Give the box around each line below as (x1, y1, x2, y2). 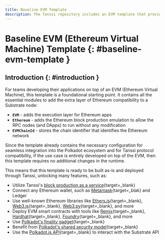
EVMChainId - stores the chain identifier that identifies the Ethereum (12, 127, 148, 133)
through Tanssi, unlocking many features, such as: (5, 173, 107, 179)
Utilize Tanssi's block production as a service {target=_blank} (12, 182, 136, 188)
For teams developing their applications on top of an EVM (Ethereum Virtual (5, 87, 158, 92)
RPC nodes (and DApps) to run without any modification (12, 122, 126, 128)
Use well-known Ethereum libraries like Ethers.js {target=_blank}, (12, 198, 143, 204)
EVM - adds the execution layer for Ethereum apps (12, 112, 112, 118)
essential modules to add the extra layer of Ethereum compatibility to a (5, 97, 148, 103)
